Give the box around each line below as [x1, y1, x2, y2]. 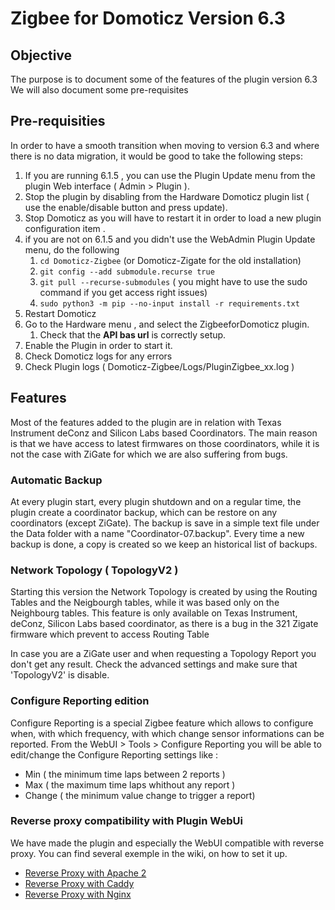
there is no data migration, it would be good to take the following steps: [10, 150, 304, 162]
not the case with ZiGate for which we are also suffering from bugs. [10, 448, 288, 460]
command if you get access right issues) [39, 286, 208, 298]
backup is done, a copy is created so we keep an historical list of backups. [10, 538, 318, 550]
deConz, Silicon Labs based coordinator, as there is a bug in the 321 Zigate [10, 618, 319, 630]
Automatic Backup [10, 473, 103, 487]
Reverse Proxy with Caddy [24, 877, 135, 889]
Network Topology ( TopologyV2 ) [10, 563, 179, 577]
